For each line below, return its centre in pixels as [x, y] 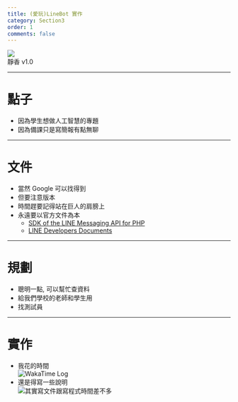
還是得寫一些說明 [42, 382]
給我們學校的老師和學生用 [55, 298]
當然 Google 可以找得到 [52, 189]
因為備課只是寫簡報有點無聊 [58, 130]
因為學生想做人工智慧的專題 [58, 121]
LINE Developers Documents [70, 230]
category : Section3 [36, 21]
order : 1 [20, 27]
